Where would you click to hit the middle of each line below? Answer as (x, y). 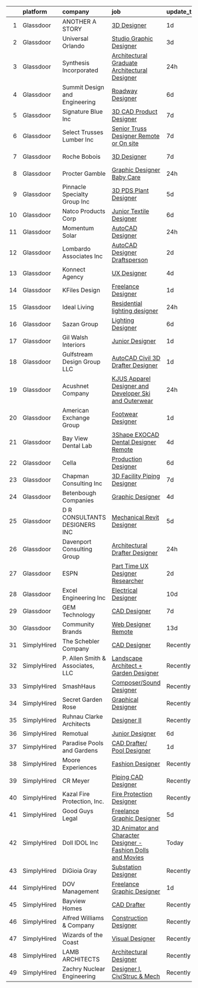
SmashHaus (79, 686)
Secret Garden (82, 700)
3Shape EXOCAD (136, 435)
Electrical (125, 590)
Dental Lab (77, 446)
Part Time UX (130, 566)
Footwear (125, 414)
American (76, 410)
